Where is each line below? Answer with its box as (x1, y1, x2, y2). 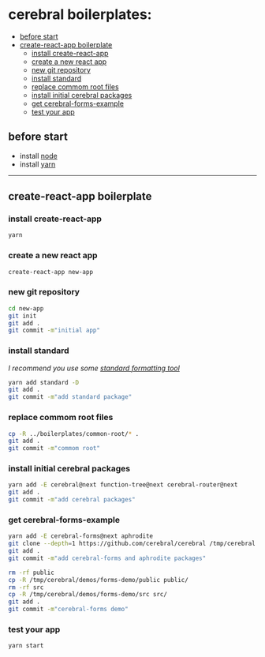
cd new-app (8, 304, 44, 313)
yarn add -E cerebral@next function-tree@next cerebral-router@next (8, 481, 238, 489)
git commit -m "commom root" (8, 445, 101, 452)
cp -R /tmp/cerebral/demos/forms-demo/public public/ (8, 576, 189, 584)
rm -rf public (8, 569, 55, 576)
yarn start (8, 642, 44, 650)
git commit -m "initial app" (8, 326, 101, 335)
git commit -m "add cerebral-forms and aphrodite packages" (8, 554, 207, 562)
